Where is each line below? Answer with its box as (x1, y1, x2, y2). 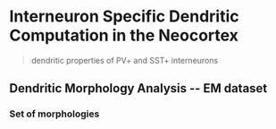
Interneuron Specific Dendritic (9, 6, 239, 27)
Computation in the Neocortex (9, 25, 239, 46)
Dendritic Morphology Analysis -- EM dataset (9, 81, 268, 96)
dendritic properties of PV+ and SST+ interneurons (30, 55, 219, 65)
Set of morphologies (9, 107, 100, 120)
